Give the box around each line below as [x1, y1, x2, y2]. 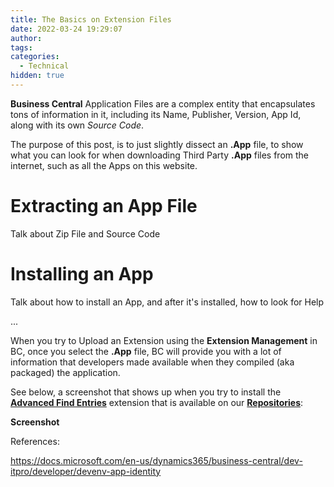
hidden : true [10, 71, 65, 81]
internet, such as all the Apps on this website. [10, 159, 198, 171]
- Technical [19, 61, 70, 71]
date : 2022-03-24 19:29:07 [10, 24, 123, 34]
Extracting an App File [10, 195, 198, 218]
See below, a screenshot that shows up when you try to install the [10, 386, 282, 398]
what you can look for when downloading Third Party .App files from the [10, 149, 310, 161]
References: [10, 435, 60, 447]
